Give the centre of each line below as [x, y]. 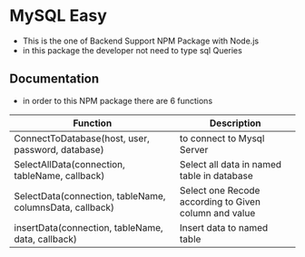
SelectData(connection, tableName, [90, 195]
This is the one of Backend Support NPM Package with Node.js [141, 41]
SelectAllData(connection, [69, 164]
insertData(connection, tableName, [89, 227]
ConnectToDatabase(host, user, [82, 138]
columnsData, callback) [64, 207]
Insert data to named [224, 227]
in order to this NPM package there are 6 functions [118, 100]
